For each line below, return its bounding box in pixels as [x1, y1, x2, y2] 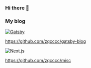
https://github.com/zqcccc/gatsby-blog [5, 38, 86, 44]
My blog [5, 17, 26, 24]
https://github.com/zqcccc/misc [5, 58, 71, 64]
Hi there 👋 [5, 4, 30, 11]
